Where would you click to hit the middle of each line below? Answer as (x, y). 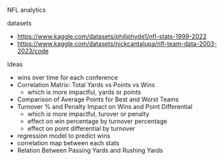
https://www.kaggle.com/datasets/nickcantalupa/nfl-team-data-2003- (117, 44)
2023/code (33, 51)
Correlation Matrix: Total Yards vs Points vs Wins (86, 85)
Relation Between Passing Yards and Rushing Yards (90, 150)
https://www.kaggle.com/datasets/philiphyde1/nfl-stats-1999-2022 (112, 36)
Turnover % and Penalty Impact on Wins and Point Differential (105, 107)
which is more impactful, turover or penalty (88, 114)
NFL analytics (26, 10)
